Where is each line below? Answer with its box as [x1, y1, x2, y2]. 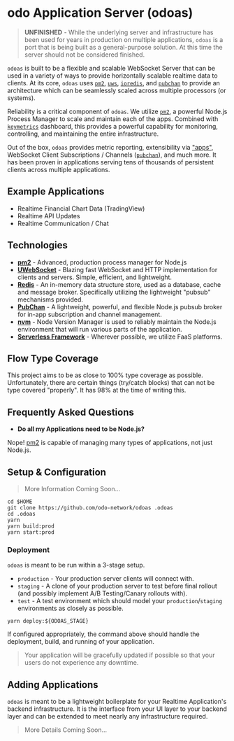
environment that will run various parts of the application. [17, 325, 182, 333]
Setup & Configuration [7, 466, 107, 478]
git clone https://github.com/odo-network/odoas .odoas [7, 504, 173, 511]
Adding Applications [7, 679, 99, 691]
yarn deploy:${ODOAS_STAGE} [7, 618, 89, 625]
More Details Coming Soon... [24, 726, 108, 734]
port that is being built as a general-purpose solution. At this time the [24, 43, 223, 51]
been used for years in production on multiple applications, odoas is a [24, 35, 224, 43]
